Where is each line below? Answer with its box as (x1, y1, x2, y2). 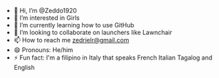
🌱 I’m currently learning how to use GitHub (13, 21, 134, 29)
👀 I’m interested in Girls (13, 14, 80, 22)
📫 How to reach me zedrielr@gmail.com (13, 36, 129, 44)
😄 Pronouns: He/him (13, 46, 74, 54)
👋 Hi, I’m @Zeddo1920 (13, 7, 77, 14)
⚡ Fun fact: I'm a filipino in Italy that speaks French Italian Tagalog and (13, 53, 213, 62)
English (13, 64, 35, 71)
